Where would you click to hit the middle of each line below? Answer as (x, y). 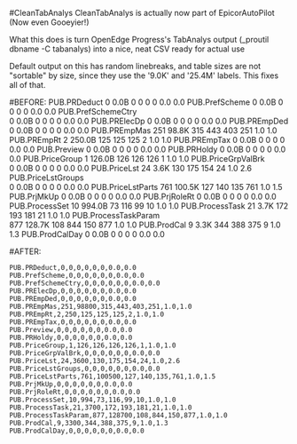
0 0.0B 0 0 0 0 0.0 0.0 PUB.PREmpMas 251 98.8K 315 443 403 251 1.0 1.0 (143, 131)
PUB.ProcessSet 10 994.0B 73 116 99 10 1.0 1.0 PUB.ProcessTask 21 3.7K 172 (149, 206)
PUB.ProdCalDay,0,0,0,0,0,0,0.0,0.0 (77, 431)
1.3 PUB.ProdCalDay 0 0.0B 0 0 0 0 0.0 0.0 (87, 234)
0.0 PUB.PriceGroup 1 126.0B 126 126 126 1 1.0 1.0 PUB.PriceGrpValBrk (137, 159)
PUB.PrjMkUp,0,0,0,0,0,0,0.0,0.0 (71, 385)
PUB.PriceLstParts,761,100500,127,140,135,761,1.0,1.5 (113, 377)
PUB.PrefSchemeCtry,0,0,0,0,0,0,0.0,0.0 (85, 283)
